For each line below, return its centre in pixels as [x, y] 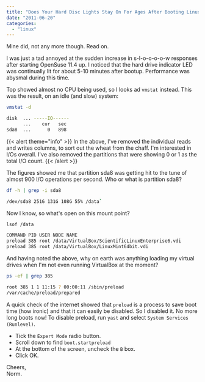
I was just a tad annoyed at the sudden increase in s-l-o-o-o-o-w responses [102, 58]
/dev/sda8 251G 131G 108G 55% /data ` [54, 201]
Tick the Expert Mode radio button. [58, 336]
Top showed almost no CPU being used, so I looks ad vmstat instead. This [99, 90]
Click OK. [27, 355]
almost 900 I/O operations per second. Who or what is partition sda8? [94, 179]
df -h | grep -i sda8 [34, 190]
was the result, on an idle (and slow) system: [63, 96]
